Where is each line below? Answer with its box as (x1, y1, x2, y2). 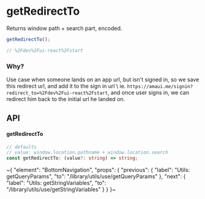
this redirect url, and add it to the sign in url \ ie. (6, 82, 126, 89)
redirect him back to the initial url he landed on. (6, 95, 125, 102)
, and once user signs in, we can (107, 89, 190, 96)
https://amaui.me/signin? (127, 83, 193, 89)
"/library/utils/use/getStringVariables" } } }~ (6, 186, 116, 193)
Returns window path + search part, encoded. (6, 24, 122, 32)
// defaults (6, 144, 37, 150)
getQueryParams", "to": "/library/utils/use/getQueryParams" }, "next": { (6, 173, 186, 180)
